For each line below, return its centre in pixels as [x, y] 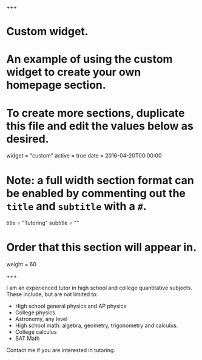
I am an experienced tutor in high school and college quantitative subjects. [99, 288]
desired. [28, 139]
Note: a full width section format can [100, 180]
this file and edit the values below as [100, 126]
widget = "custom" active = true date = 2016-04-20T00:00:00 [84, 156]
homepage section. [56, 85]
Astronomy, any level [41, 319]
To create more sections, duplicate [96, 113]
